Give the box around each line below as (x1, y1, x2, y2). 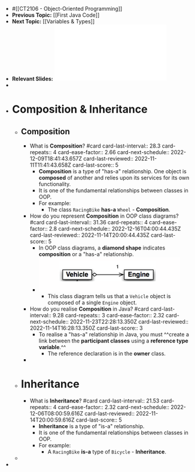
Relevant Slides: (11, 75, 54, 82)
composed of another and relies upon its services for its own (38, 174, 190, 181)
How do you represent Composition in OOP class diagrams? (29, 212, 179, 220)
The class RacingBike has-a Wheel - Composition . (47, 206, 170, 213)
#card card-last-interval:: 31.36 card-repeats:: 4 (29, 219, 148, 226)
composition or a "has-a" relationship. (38, 251, 134, 257)
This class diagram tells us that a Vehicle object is (47, 293, 171, 299)
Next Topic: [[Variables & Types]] (11, 18, 95, 25)
